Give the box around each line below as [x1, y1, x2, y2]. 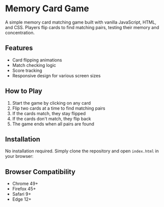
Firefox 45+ [12, 186, 36, 192]
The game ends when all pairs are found [12, 121, 95, 127]
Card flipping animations [12, 57, 63, 63]
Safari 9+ [12, 191, 32, 197]
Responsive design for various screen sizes [12, 72, 101, 79]
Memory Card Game [5, 3, 90, 14]
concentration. [5, 30, 35, 35]
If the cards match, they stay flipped [12, 110, 86, 116]
